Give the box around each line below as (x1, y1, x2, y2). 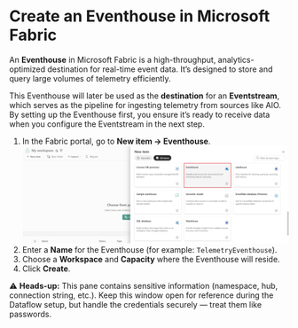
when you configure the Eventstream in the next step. (9, 118, 206, 129)
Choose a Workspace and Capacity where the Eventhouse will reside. (21, 254, 281, 265)
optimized (9, 64, 46, 74)
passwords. (9, 308, 51, 320)
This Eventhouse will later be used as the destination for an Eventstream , (9, 90, 280, 101)
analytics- (217, 54, 255, 65)
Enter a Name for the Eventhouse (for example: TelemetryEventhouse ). (21, 245, 278, 255)
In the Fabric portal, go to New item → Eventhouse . (21, 136, 211, 146)
